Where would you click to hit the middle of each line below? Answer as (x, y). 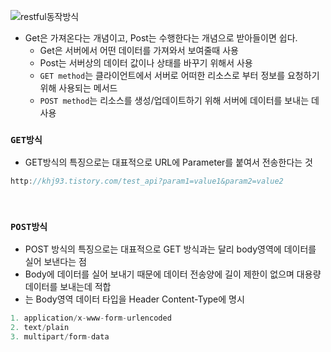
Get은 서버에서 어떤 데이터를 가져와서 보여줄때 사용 (139, 50)
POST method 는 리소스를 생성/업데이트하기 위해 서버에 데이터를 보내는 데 (179, 100)
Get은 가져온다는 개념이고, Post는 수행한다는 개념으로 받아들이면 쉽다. (161, 38)
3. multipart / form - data (60, 337)
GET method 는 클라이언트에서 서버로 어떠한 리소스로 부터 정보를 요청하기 (179, 75)
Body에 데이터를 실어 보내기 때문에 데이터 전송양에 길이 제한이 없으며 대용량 (173, 274)
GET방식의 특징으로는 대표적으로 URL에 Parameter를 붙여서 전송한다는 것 (168, 162)
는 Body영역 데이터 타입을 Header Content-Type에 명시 (134, 299)
